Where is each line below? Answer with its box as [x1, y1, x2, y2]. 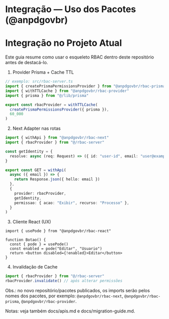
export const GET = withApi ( [5, 168, 66, 173]
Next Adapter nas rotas [12, 125, 61, 132]
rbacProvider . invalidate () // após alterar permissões [5, 279, 123, 284]
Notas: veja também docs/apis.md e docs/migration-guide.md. [5, 308, 135, 314]
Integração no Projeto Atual [5, 37, 122, 49]
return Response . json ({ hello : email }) [14, 177, 100, 182]
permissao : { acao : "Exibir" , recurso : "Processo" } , [14, 200, 129, 205]
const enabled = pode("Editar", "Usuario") [10, 246, 102, 251]
